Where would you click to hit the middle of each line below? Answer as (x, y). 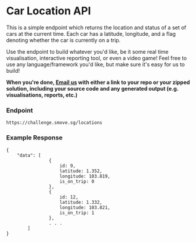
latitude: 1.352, (81, 171)
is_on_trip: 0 (77, 181)
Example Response (35, 138)
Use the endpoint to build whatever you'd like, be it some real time (87, 51)
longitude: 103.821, (85, 207)
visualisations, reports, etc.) (42, 95)
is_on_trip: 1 (77, 213)
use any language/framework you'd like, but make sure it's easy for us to (96, 64)
